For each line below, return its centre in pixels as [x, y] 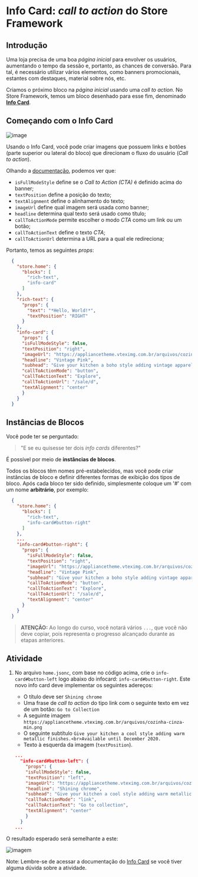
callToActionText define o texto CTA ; [60, 232]
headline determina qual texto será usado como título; [80, 213]
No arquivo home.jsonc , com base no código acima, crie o [85, 673]
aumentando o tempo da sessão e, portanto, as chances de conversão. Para [99, 66]
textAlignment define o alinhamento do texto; [70, 201]
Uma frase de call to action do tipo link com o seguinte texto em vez [106, 703]
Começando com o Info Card [60, 121]
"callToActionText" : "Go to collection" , [77, 805]
